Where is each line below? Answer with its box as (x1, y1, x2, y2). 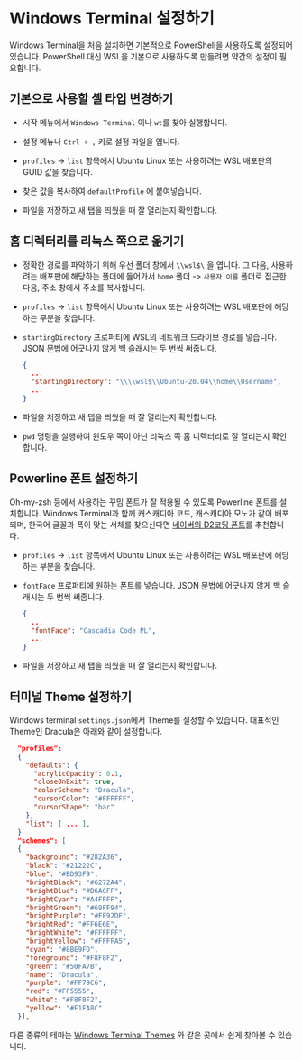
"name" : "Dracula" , (25, 970, 99, 979)
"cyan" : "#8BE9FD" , (25, 945, 99, 954)
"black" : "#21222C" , (25, 862, 103, 871)
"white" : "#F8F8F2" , (25, 995, 103, 1005)
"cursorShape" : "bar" (32, 803, 115, 812)
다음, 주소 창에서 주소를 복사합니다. (22, 281, 146, 293)
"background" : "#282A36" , (25, 853, 124, 862)
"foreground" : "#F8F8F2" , (25, 953, 124, 963)
